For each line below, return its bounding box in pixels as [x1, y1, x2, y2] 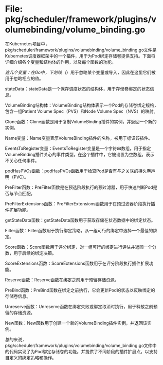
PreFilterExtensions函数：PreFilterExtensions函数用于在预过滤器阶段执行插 [5, 201, 156, 206]
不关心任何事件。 [5, 157, 39, 164]
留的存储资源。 [5, 310, 35, 315]
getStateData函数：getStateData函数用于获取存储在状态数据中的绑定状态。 [5, 217, 156, 223]
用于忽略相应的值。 [5, 75, 44, 81]
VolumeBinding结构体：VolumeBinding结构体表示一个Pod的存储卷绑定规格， [5, 102, 159, 108]
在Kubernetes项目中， [5, 40, 50, 47]
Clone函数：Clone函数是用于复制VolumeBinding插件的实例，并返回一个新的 [5, 118, 157, 125]
